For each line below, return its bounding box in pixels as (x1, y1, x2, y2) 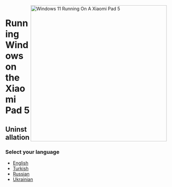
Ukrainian (12, 176, 33, 182)
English (12, 160, 29, 166)
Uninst (5, 125, 27, 134)
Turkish (12, 165, 29, 171)
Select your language (5, 148, 60, 155)
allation (5, 133, 30, 141)
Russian (12, 171, 30, 177)
